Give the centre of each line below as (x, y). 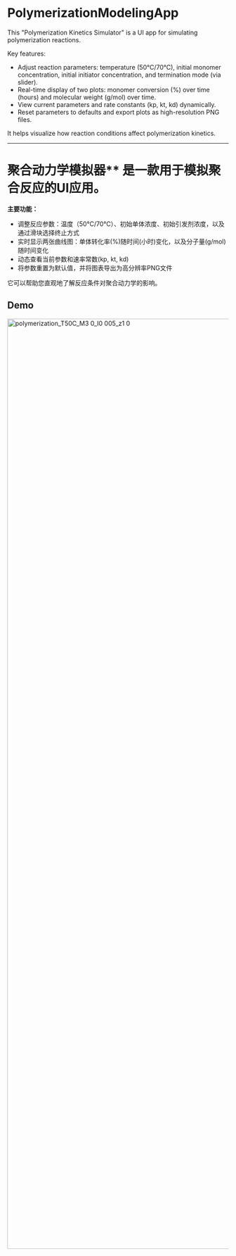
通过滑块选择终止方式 (48, 232)
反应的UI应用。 (63, 188)
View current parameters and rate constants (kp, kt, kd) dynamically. (117, 104)
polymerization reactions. (44, 39)
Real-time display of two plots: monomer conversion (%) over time (113, 89)
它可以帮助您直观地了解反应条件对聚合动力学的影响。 (84, 282)
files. (25, 119)
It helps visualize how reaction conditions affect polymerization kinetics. (112, 133)
